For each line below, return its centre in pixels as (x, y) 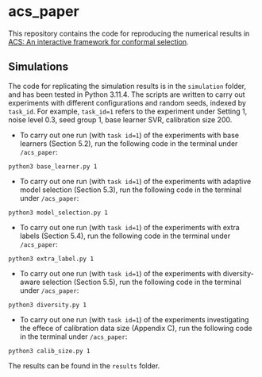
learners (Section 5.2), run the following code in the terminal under (129, 143)
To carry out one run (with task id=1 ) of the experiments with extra (129, 227)
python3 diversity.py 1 (48, 305)
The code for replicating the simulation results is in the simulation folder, (127, 86)
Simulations (39, 67)
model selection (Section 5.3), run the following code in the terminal (131, 190)
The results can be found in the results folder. (84, 365)
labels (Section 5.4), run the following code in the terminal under (125, 236)
